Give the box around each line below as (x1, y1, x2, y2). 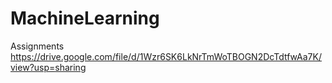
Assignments (10, 40, 65, 52)
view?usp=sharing (10, 61, 87, 73)
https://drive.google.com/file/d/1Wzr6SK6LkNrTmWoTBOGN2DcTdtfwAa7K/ (10, 50, 322, 62)
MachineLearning (10, 7, 160, 30)
